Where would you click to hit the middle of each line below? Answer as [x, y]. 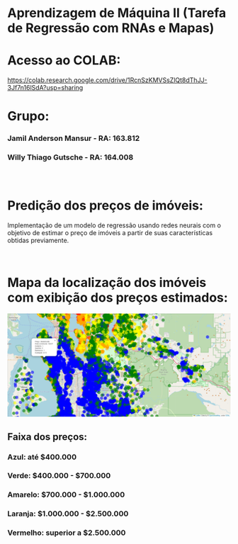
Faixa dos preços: [47, 437]
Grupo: [28, 117]
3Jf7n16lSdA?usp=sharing [45, 88]
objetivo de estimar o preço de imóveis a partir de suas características [110, 233]
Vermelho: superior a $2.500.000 [67, 533]
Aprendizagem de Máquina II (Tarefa [117, 13]
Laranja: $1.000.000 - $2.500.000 [68, 514]
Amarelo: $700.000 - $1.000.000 [66, 495]
